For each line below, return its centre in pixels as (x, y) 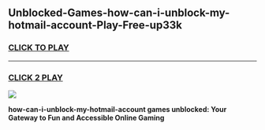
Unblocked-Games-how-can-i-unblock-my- (119, 13)
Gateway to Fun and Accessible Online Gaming (86, 117)
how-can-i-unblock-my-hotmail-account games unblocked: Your (118, 109)
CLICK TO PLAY (39, 48)
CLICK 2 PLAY (35, 77)
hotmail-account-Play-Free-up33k (95, 26)
